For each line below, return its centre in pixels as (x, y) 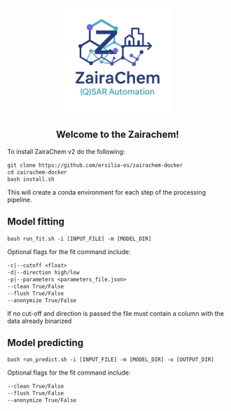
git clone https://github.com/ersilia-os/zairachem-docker (95, 165)
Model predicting (45, 343)
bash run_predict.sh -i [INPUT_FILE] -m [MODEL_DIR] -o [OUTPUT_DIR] (111, 360)
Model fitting (36, 222)
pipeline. (20, 200)
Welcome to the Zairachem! (118, 135)
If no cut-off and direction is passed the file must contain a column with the (116, 313)
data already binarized (40, 321)
